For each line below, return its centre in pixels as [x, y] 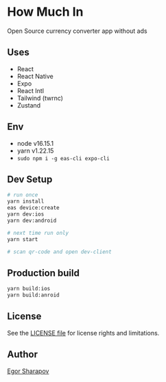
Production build [44, 273]
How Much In [45, 12]
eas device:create [33, 208]
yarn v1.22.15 [35, 151]
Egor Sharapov [28, 371]
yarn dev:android [32, 220]
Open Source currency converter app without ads [77, 31]
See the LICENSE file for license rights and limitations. [83, 333]
